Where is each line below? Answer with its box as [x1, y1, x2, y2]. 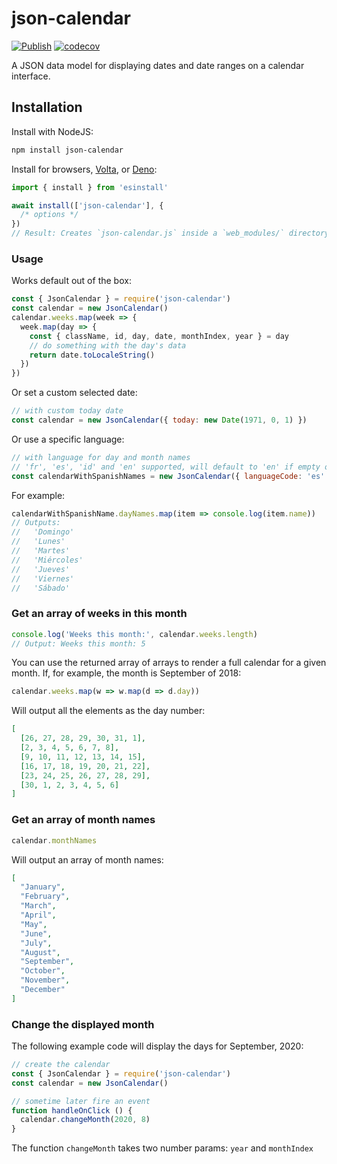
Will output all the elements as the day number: [11, 705, 206, 717]
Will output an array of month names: [11, 853, 164, 866]
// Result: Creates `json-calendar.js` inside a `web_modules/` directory [11, 228, 330, 239]
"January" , [20, 882, 66, 892]
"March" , [20, 901, 57, 911]
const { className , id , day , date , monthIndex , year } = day [29, 331, 289, 341]
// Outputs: [11, 518, 61, 528]
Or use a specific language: [11, 433, 125, 445]
